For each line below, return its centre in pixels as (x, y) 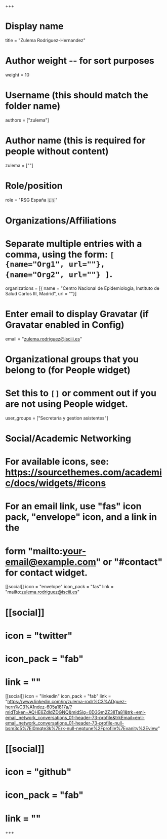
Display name (34, 26)
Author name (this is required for (75, 140)
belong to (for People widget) (68, 370)
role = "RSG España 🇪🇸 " (31, 200)
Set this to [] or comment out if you (81, 393)
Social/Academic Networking (68, 438)
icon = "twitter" (39, 636)
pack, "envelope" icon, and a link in (81, 517)
